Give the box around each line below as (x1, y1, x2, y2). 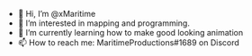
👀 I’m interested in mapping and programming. (17, 18, 191, 28)
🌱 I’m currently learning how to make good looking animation (17, 28, 244, 37)
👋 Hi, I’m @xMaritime (17, 9, 96, 19)
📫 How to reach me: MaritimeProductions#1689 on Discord (17, 37, 240, 48)
